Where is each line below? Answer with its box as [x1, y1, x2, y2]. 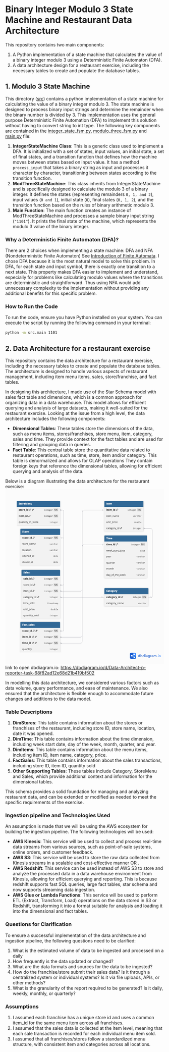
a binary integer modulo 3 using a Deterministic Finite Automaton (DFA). [12, 57, 162, 63]
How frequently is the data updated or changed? [12, 958, 114, 964]
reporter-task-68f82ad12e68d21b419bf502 [5, 670, 95, 676]
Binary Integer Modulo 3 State [5, 4, 134, 15]
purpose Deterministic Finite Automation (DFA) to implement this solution [5, 117, 157, 123]
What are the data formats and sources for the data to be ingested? [12, 963, 153, 970]
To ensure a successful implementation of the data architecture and [5, 932, 146, 938]
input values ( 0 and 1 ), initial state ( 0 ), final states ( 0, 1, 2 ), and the [12, 196, 154, 202]
